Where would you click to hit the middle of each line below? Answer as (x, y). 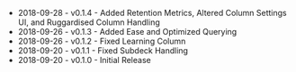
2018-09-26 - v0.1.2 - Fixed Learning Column (102, 41)
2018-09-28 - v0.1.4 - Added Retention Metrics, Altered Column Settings (152, 13)
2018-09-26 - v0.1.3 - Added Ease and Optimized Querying (127, 32)
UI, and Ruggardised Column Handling (89, 22)
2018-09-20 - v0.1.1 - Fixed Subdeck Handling (103, 51)
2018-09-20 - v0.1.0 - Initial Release (84, 60)
